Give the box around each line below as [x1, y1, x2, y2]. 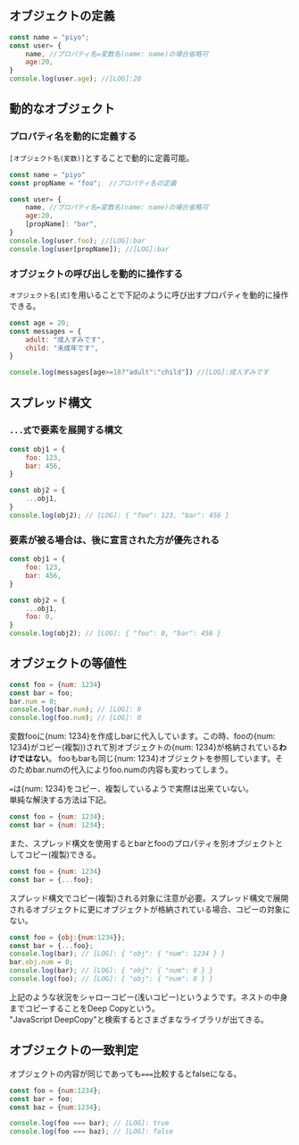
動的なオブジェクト [9, 101, 115, 116]
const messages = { [9, 327, 82, 335]
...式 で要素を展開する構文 [9, 424, 123, 437]
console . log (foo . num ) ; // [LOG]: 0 [9, 714, 142, 723]
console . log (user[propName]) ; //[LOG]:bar [9, 244, 170, 253]
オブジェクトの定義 [9, 8, 115, 24]
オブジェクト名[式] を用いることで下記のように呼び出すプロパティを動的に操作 [9, 289, 289, 300]
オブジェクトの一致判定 [9, 1043, 138, 1058]
